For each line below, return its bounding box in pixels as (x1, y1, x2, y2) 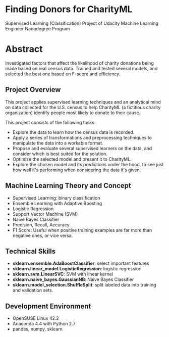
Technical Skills (5, 247, 56, 256)
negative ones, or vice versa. (12, 232, 73, 238)
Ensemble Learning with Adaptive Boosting (12, 200, 102, 206)
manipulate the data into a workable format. (12, 140, 103, 146)
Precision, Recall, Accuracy (12, 221, 70, 228)
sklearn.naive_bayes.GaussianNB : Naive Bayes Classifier (12, 276, 134, 282)
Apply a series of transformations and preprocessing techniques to (12, 134, 152, 140)
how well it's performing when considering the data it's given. (12, 167, 141, 173)
